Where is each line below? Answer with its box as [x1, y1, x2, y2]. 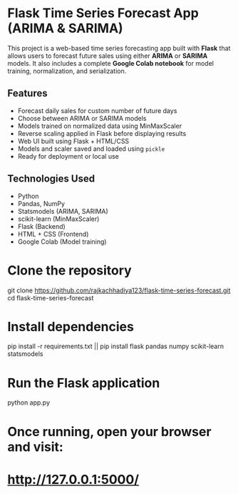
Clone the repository [7, 262, 132, 278]
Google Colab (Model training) [17, 237, 107, 246]
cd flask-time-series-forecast [7, 293, 94, 302]
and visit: [7, 438, 64, 455]
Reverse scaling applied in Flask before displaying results [17, 129, 187, 137]
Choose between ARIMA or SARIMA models [17, 114, 147, 122]
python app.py [7, 398, 51, 407]
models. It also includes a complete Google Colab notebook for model [7, 59, 214, 67]
